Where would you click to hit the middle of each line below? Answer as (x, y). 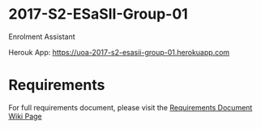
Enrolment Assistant (42, 37)
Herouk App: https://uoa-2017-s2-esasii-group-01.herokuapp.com (119, 52)
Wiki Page (25, 116)
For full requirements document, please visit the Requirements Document (130, 107)
